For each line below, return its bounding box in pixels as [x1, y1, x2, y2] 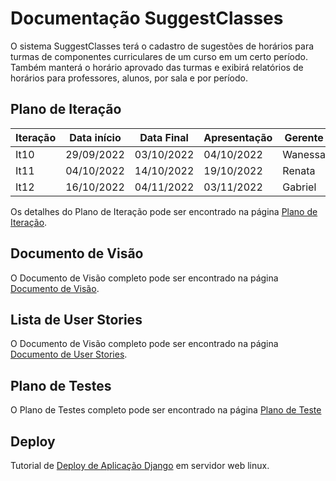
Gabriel [282, 180, 317, 194]
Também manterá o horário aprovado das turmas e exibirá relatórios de [10, 61, 304, 73]
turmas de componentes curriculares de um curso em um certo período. [10, 50, 308, 62]
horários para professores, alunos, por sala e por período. [10, 72, 249, 84]
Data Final [139, 130, 189, 144]
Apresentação [203, 130, 273, 144]
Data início [69, 130, 122, 144]
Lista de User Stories [10, 311, 143, 328]
